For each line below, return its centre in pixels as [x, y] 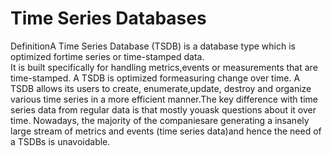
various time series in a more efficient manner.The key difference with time [164, 99]
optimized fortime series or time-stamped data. [107, 56]
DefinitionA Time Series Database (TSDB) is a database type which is [153, 46]
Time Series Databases [108, 18]
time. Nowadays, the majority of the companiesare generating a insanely [160, 120]
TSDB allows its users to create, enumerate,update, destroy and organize [161, 88]
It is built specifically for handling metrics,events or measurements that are [164, 67]
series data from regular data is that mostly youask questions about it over [163, 109]
